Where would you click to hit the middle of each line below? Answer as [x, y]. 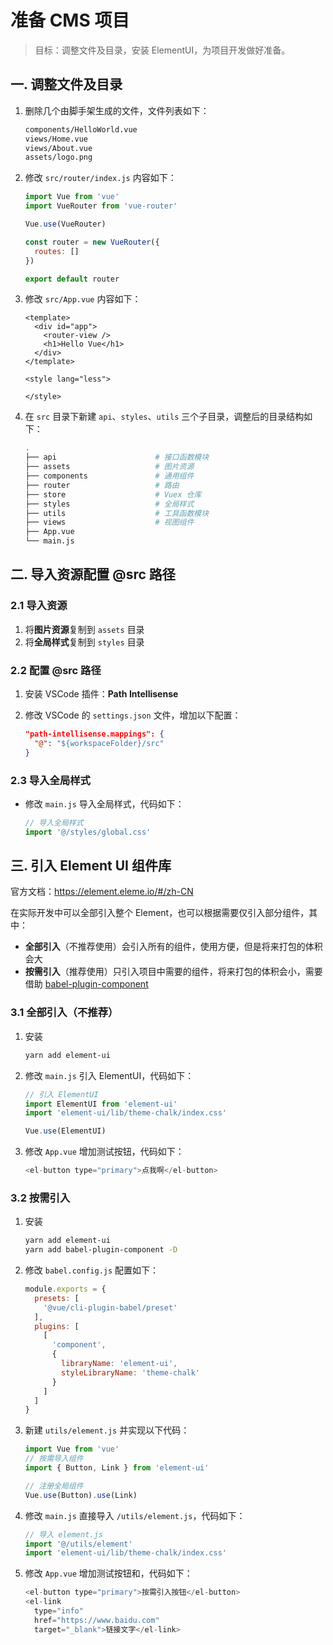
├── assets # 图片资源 [109, 467]
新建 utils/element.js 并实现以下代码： [107, 1430]
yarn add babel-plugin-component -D [101, 1250]
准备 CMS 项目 [70, 20]
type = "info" [59, 1611]
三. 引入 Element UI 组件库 [91, 866]
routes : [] [57, 251]
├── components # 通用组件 [109, 476]
